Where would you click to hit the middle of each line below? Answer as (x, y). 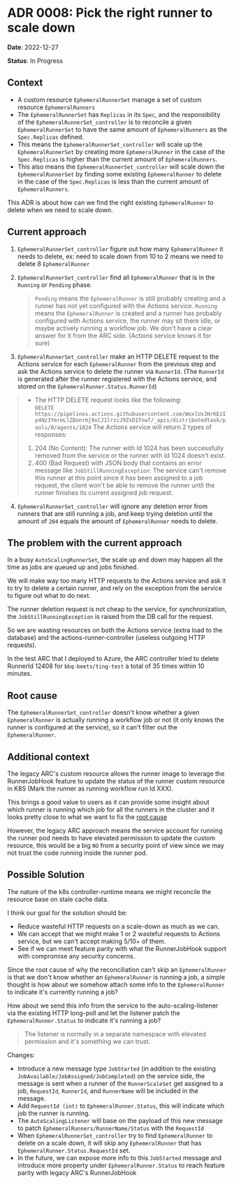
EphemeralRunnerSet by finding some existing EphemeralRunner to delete (119, 174)
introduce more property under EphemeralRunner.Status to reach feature (121, 1165)
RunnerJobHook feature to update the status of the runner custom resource (116, 781)
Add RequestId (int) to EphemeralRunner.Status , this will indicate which (121, 1106)
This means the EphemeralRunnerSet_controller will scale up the (110, 144)
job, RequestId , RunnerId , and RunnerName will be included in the (108, 1091)
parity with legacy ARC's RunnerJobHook (77, 1172)
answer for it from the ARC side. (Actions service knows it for (123, 335)
